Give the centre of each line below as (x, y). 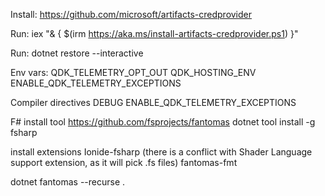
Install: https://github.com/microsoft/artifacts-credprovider (131, 14)
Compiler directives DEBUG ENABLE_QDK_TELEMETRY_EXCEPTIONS (153, 102)
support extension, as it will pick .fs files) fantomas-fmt (124, 162)
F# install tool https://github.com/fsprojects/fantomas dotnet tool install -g (163, 122)
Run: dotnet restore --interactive (77, 53)
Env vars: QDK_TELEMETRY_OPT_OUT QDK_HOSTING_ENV (133, 72)
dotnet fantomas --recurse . (68, 182)
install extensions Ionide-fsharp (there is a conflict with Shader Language (161, 152)
